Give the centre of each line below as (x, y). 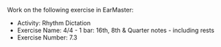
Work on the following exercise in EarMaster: (70, 10)
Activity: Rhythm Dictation (54, 23)
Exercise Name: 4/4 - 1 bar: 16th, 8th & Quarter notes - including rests (116, 30)
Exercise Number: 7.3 (47, 37)
